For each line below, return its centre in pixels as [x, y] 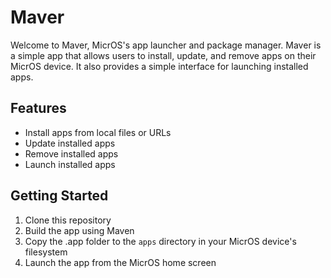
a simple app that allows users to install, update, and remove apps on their [163, 55]
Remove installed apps [71, 153]
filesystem [46, 252]
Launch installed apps [70, 164]
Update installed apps [70, 143]
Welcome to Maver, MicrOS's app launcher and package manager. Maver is [166, 45]
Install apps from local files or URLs [98, 132]
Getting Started [59, 196]
